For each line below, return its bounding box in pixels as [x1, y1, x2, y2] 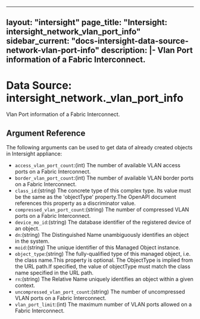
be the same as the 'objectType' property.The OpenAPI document [14, 193, 177, 201]
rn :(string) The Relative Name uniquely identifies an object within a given [14, 276, 193, 283]
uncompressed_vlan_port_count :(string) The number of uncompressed [14, 288, 186, 295]
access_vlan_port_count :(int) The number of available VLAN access [14, 162, 180, 169]
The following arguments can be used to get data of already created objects [6, 144, 193, 151]
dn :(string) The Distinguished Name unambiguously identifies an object [14, 232, 189, 239]
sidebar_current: [6, 36, 70, 46]
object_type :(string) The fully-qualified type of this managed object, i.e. [14, 251, 191, 258]
